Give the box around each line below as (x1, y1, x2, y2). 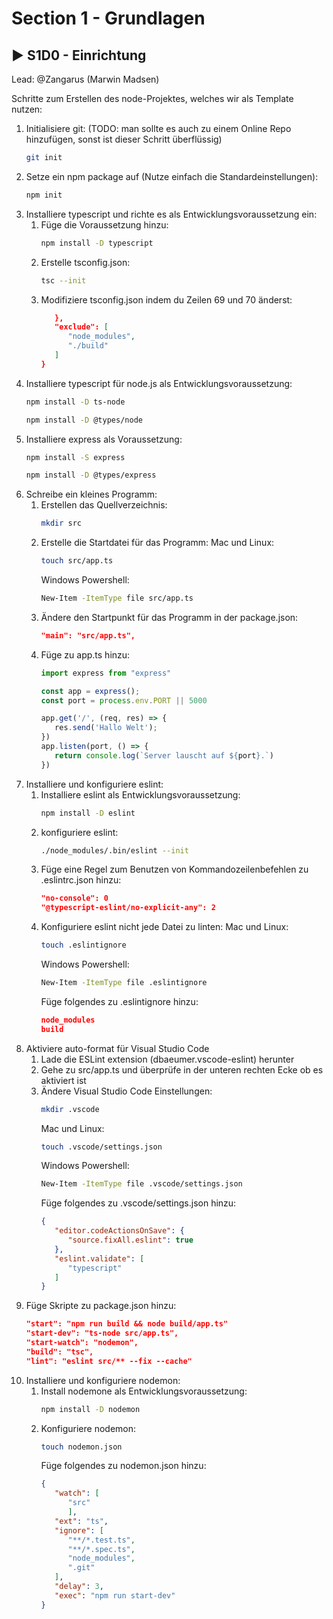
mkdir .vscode (40, 1104, 100, 1114)
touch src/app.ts (40, 556, 114, 566)
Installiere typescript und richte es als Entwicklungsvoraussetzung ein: (25, 208, 318, 220)
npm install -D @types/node (25, 415, 143, 425)
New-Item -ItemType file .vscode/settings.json (40, 1179, 243, 1189)
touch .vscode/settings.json (40, 1142, 163, 1152)
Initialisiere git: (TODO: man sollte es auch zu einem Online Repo (25, 123, 292, 134)
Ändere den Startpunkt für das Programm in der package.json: (40, 611, 299, 623)
